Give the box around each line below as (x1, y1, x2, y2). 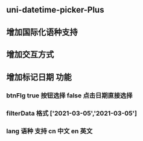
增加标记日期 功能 (6, 72, 72, 82)
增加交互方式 (6, 50, 54, 60)
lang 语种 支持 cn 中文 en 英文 (6, 127, 93, 136)
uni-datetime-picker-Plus (6, 5, 104, 15)
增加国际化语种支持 (6, 27, 78, 37)
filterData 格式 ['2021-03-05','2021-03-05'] (6, 109, 138, 117)
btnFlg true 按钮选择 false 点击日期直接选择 (6, 91, 133, 100)
